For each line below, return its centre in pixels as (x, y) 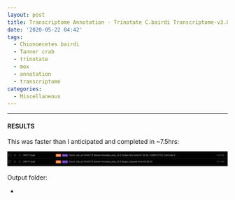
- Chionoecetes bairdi (47, 45)
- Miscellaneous (37, 96)
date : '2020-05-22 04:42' (45, 29)
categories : (24, 89)
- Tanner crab (34, 52)
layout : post (26, 15)
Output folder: (27, 178)
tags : (15, 37)
